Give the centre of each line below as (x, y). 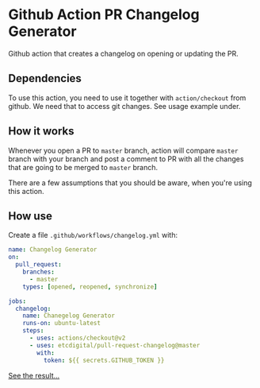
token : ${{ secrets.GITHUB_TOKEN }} (104, 360)
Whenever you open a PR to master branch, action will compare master (123, 150)
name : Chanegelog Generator (69, 316)
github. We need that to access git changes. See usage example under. (124, 106)
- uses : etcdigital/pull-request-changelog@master (115, 345)
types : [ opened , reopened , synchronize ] (90, 287)
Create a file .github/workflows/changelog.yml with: (93, 235)
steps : (33, 331)
